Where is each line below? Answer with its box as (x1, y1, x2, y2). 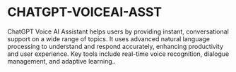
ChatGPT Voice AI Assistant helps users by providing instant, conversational (7, 27, 230, 36)
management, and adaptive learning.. (7, 57, 117, 65)
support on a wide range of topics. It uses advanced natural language (7, 34, 211, 43)
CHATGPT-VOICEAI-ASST (7, 4, 163, 20)
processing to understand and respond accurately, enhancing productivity (7, 42, 224, 50)
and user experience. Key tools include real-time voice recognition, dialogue (7, 50, 230, 58)
